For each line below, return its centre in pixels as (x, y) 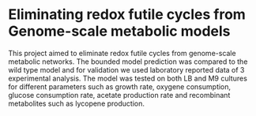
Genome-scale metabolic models (119, 31)
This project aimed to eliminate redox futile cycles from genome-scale (122, 53)
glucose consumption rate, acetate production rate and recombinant (119, 95)
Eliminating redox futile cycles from (127, 15)
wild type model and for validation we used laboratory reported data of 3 (126, 69)
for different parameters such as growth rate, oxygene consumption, (120, 86)
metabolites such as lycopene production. (76, 103)
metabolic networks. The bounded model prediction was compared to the (128, 62)
